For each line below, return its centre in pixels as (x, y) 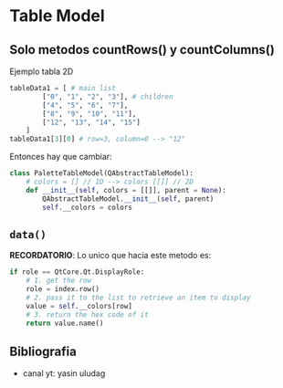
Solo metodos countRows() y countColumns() (142, 50)
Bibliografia (43, 351)
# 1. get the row (59, 281)
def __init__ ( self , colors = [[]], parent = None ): (126, 190)
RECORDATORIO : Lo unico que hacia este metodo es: (110, 256)
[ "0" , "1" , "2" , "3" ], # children (108, 97)
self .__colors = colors (87, 207)
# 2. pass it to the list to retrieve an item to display (138, 298)
